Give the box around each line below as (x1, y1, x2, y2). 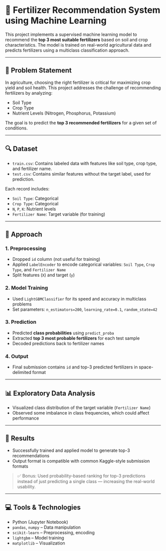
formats (12, 463, 29, 469)
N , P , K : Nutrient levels (12, 206, 56, 212)
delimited (12, 369, 32, 375)
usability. (17, 484, 36, 490)
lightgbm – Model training (12, 535, 64, 541)
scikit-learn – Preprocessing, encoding (12, 529, 95, 535)
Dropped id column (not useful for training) (12, 256, 100, 262)
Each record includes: (5, 185, 50, 191)
